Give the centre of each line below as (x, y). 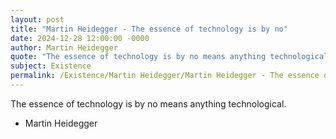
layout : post (37, 19)
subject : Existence (51, 66)
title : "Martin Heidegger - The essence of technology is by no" (149, 29)
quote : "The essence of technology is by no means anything (138, 57)
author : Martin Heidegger (64, 47)
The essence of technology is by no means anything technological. (148, 103)
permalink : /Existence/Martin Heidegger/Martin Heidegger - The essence (165, 76)
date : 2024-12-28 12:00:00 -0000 (80, 38)
